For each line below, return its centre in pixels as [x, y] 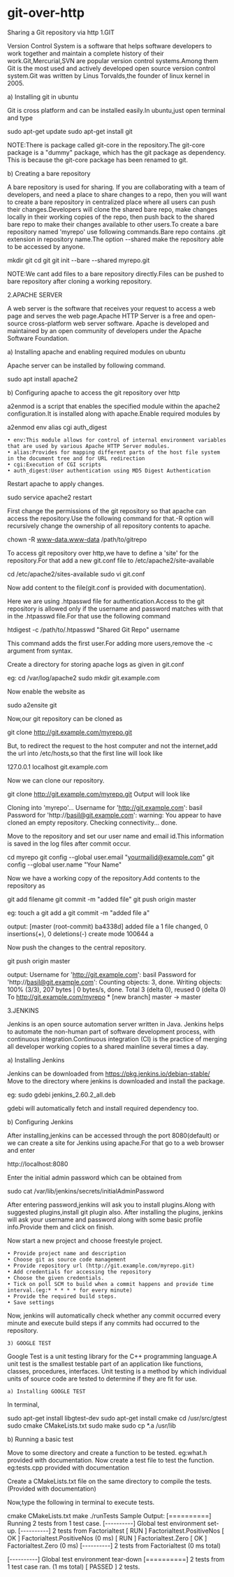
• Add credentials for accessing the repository [79, 1272]
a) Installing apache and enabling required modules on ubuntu [97, 351]
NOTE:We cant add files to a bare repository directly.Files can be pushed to [116, 273]
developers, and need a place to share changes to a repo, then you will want [117, 194]
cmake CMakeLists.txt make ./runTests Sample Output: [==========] [109, 1515]
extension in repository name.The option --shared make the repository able [116, 239]
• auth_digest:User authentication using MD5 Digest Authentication [109, 471]
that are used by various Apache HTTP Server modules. [89, 446]
